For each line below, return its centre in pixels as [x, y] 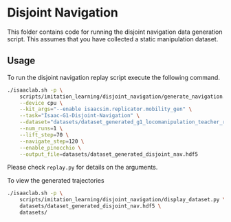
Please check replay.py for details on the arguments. [82, 168]
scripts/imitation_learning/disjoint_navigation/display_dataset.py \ [123, 200]
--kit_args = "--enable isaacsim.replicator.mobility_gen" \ [106, 109]
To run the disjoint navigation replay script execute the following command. [113, 77]
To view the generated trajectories [56, 181]
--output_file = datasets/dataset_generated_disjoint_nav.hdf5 [109, 154]
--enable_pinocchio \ [50, 148]
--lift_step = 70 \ [44, 135]
